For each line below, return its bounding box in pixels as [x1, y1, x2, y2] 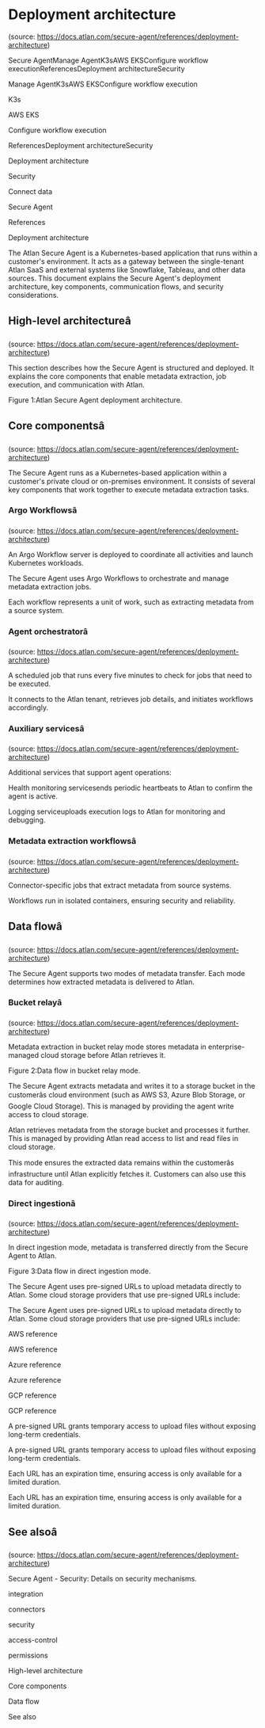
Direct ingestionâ [8, 1198, 76, 1209]
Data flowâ [8, 920, 62, 933]
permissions [8, 1650, 49, 1660]
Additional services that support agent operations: [8, 768, 172, 777]
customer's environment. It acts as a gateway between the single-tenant [8, 256, 244, 266]
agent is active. [8, 792, 58, 801]
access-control [8, 1635, 58, 1645]
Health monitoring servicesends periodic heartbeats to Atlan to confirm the [8, 783, 253, 793]
